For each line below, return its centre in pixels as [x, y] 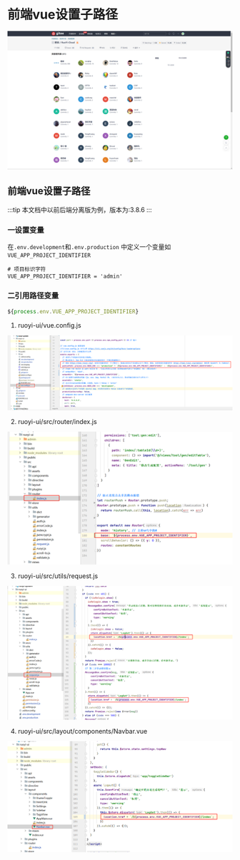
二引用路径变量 [33, 295]
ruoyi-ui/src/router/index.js [57, 421]
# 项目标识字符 [27, 269]
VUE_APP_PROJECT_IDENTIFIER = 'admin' [65, 277]
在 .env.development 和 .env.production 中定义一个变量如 [89, 247]
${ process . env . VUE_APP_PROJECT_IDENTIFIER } [73, 312]
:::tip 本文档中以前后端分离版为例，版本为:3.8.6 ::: [80, 209]
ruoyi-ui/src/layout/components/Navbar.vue [82, 731]
